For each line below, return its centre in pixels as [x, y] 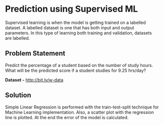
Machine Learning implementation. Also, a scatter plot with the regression [80, 112]
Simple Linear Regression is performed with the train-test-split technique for [82, 107]
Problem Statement [35, 53]
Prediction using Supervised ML [71, 9]
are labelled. [18, 38]
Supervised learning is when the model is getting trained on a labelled [75, 22]
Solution [18, 95]
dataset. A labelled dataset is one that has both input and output [70, 27]
